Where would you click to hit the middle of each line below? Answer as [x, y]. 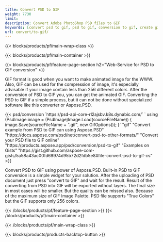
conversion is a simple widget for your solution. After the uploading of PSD [80, 175]
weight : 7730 [18, 14]
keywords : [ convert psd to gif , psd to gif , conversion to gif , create [79, 28]
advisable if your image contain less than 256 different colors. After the [76, 89]
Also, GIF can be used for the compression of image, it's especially [72, 84]
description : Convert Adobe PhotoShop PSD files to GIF [63, 23]
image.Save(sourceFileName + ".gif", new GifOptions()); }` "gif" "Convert [78, 125]
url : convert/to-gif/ [27, 32]
